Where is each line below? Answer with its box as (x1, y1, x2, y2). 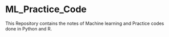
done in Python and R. (5, 25, 52, 31)
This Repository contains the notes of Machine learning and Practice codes (5, 20, 164, 26)
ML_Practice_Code (5, 4, 87, 15)
